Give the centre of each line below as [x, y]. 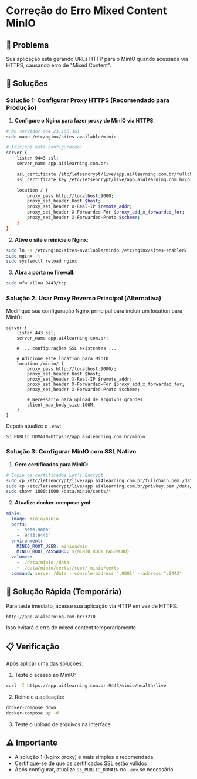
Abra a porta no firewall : [45, 272]
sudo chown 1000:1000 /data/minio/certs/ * [59, 492]
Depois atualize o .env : [34, 426]
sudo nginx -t [23, 256]
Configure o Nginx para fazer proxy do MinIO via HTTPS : [85, 120]
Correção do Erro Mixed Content [86, 11]
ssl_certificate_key [42, 179]
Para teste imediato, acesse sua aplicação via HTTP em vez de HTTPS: [92, 606]
